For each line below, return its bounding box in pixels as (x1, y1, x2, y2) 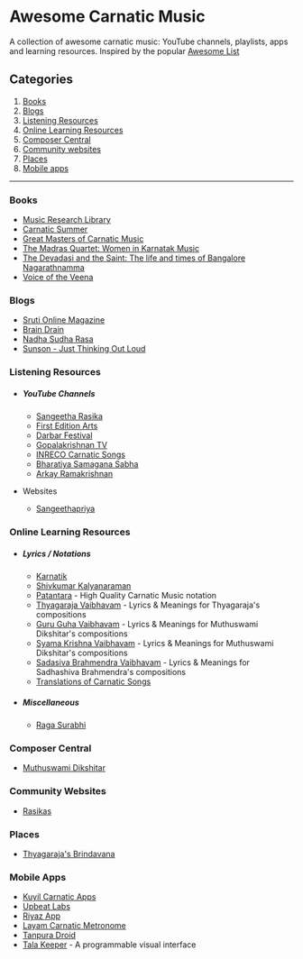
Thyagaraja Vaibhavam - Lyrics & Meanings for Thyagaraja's (35, 599, 261, 610)
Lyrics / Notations (22, 548, 92, 559)
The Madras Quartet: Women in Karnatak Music (22, 243, 200, 254)
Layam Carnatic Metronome (22, 920, 126, 931)
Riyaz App (22, 910, 61, 921)
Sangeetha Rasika (35, 411, 104, 422)
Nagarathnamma (22, 262, 86, 273)
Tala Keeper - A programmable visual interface (22, 939, 197, 950)
